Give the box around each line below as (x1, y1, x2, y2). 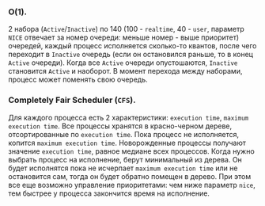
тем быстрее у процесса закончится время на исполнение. (8, 189, 210, 198)
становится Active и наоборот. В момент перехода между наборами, (8, 67, 243, 76)
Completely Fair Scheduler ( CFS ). (8, 94, 136, 105)
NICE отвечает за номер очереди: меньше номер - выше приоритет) (8, 32, 240, 42)
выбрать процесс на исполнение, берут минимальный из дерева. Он (8, 154, 243, 164)
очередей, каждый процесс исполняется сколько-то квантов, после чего (8, 41, 257, 51)
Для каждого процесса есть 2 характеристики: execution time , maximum (8, 113, 249, 122)
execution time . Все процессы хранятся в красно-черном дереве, (8, 121, 233, 131)
